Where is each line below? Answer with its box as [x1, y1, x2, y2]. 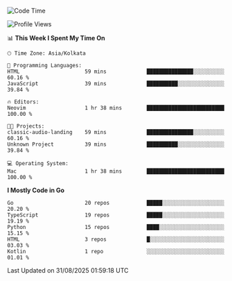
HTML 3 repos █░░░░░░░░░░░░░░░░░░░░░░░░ [7, 236, 225, 243]
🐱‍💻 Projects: [7, 123, 45, 130]
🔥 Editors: [7, 99, 39, 105]
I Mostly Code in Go [7, 186, 64, 194]
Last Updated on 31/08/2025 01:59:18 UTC [7, 266, 130, 274]
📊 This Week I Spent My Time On [7, 34, 105, 42]
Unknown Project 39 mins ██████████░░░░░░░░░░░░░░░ [7, 141, 225, 148]
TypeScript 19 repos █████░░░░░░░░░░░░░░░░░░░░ [7, 212, 225, 219]
